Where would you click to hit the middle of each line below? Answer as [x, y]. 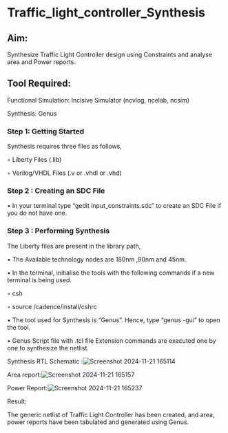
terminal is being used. [40, 279]
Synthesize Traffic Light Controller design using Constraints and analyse [110, 54]
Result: [17, 401]
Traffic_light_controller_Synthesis [106, 13]
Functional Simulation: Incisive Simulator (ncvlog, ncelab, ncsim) [99, 100]
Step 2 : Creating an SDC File [56, 191]
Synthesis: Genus [32, 113]
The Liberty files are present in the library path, [74, 246]
